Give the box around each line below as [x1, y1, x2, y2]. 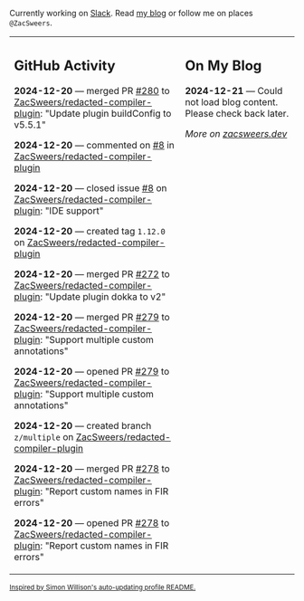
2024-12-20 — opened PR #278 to [14, 516, 170, 529]
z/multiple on [14, 430, 74, 443]
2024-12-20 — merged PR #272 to [14, 267, 170, 280]
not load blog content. [185, 95, 279, 108]
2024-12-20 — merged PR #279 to [14, 310, 170, 323]
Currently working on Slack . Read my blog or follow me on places [9, 8, 253, 18]
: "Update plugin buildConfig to [40, 107, 172, 119]
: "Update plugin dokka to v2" [40, 290, 166, 302]
